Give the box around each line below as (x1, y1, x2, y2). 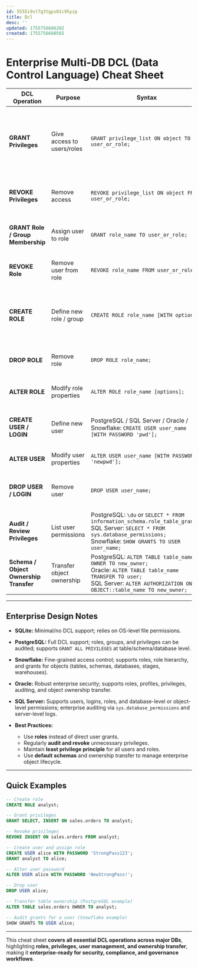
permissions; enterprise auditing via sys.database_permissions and (27, 704, 190, 711)
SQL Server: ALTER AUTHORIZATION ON (91, 579, 193, 588)
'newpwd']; (91, 458, 121, 466)
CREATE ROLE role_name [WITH (91, 312, 173, 319)
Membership (9, 238, 46, 246)
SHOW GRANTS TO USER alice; (6, 920, 75, 926)
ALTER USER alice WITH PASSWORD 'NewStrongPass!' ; (6, 872, 133, 878)
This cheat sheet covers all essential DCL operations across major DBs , (6, 936, 183, 943)
